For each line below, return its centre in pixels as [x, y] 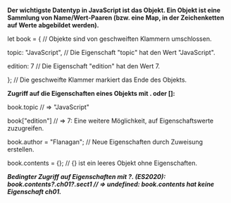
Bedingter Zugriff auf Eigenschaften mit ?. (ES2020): [87, 177]
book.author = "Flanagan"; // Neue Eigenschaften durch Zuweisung [105, 142]
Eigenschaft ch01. [35, 192]
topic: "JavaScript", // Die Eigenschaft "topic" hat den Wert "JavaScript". [112, 53]
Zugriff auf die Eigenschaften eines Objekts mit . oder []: [91, 93]
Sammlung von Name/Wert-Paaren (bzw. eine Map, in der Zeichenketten [116, 18]
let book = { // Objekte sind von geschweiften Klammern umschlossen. [110, 39]
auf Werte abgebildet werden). [53, 25]
